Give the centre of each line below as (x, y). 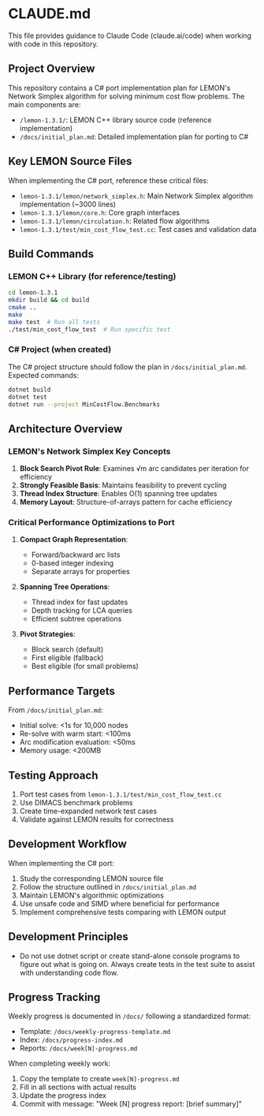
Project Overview (52, 69)
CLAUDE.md (50, 14)
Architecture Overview (65, 429)
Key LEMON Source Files (70, 161)
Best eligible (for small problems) (85, 666)
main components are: (45, 104)
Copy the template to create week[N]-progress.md (99, 1079)
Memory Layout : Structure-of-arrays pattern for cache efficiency (126, 502)
